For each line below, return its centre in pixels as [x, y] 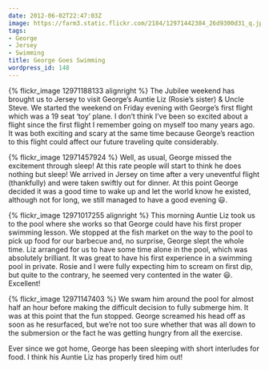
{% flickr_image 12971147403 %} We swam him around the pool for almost [131, 299]
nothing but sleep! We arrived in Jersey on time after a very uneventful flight [134, 174]
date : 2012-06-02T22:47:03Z [55, 16]
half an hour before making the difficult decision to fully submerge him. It [128, 307]
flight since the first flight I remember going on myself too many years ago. [132, 124]
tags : [17, 30]
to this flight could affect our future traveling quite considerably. [113, 142]
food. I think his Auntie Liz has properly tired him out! [95, 356]
